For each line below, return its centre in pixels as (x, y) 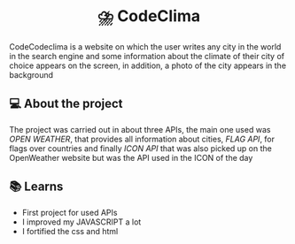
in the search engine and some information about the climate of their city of (147, 56)
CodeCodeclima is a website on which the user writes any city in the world (145, 46)
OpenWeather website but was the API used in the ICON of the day (131, 157)
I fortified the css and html (70, 231)
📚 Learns (36, 187)
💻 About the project (66, 104)
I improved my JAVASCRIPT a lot (82, 222)
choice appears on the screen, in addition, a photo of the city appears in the (147, 65)
